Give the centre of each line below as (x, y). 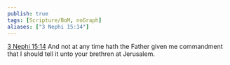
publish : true (28, 14)
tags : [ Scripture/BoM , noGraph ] (54, 20)
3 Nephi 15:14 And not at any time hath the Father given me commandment (115, 47)
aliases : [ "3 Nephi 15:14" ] (48, 27)
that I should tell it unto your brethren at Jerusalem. (81, 54)
